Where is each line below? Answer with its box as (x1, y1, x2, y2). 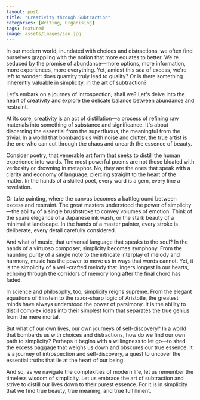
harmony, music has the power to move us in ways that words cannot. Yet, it (6, 257, 194, 264)
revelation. (6, 183, 32, 191)
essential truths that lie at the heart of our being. (6, 356, 125, 364)
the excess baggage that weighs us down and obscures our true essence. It (6, 344, 193, 351)
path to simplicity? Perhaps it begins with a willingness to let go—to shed (6, 338, 186, 345)
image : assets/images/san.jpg (6, 31, 82, 37)
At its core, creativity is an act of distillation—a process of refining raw (6, 115, 179, 122)
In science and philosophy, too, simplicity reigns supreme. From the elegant (6, 288, 192, 296)
